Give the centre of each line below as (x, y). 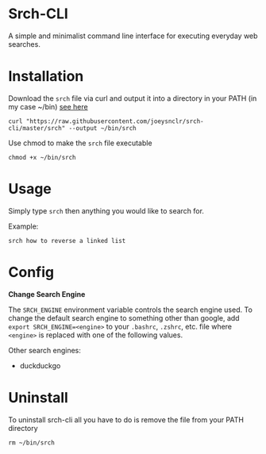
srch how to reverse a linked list (67, 240)
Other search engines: (45, 350)
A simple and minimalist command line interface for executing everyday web (133, 36)
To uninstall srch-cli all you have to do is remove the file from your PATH (126, 419)
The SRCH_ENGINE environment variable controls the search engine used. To (130, 310)
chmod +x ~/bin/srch (42, 157)
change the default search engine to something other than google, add (124, 317)
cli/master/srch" (37, 128)
